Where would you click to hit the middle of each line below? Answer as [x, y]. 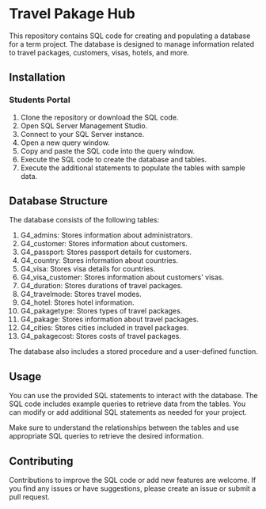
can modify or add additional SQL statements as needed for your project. [128, 412]
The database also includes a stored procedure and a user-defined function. [133, 351]
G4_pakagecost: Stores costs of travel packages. [101, 336]
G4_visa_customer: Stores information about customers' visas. [122, 277]
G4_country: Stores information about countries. [99, 260]
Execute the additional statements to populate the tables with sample [133, 168]
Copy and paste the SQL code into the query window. [108, 150]
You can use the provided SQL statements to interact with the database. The [133, 396]
